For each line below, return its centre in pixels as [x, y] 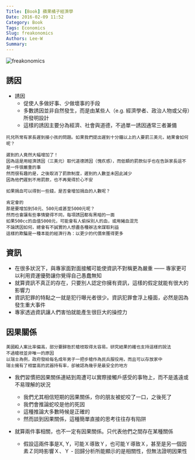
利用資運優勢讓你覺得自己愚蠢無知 [61, 275]
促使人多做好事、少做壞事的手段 [62, 103]
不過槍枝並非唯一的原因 [30, 353]
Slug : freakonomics [30, 33]
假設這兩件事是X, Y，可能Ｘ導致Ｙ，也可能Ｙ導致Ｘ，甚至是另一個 [102, 444]
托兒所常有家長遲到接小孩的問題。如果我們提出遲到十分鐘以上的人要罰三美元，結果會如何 [97, 137]
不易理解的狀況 [32, 385]
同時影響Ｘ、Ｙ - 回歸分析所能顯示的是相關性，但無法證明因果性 [110, 451]
